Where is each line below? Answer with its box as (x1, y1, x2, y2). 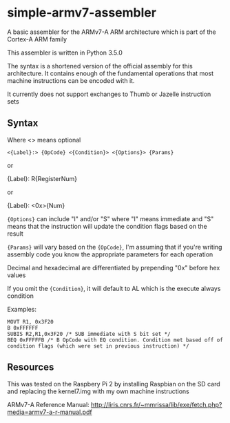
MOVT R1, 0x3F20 (7, 318, 54, 326)
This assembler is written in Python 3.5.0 (7, 48, 123, 57)
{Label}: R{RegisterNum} (7, 174, 78, 182)
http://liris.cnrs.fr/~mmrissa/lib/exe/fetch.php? (90, 400, 222, 408)
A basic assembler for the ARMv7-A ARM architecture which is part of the (7, 28, 216, 36)
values (7, 271, 26, 279)
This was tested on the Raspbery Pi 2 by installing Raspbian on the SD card (7, 379, 220, 388)
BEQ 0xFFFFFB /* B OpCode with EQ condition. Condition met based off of (7, 337, 224, 344)
